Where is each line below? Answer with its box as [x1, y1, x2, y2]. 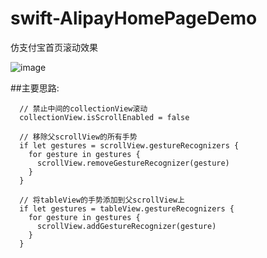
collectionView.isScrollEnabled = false [19, 112, 190, 122]
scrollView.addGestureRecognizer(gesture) [36, 221, 217, 231]
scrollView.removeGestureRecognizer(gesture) [36, 158, 230, 168]
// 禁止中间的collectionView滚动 [19, 103, 148, 114]
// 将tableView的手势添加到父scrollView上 [19, 195, 185, 205]
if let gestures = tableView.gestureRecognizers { [19, 203, 235, 214]
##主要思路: [10, 82, 60, 94]
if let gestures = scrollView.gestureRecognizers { [19, 140, 240, 151]
